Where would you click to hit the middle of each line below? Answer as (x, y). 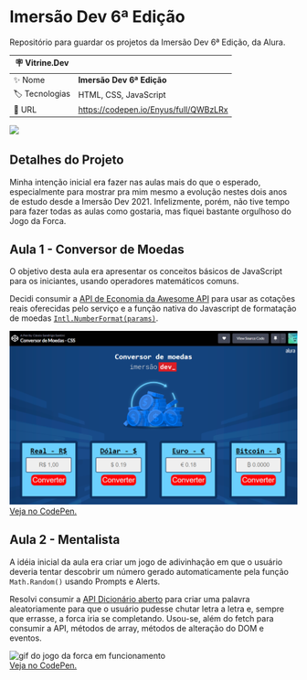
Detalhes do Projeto (67, 160)
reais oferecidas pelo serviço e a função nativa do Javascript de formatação (153, 309)
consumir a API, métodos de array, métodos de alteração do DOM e (137, 628)
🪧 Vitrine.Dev (42, 63)
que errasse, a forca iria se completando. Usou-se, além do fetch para (142, 618)
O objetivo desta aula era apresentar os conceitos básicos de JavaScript (146, 271)
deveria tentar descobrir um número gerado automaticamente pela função (149, 571)
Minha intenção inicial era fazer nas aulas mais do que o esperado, (135, 182)
